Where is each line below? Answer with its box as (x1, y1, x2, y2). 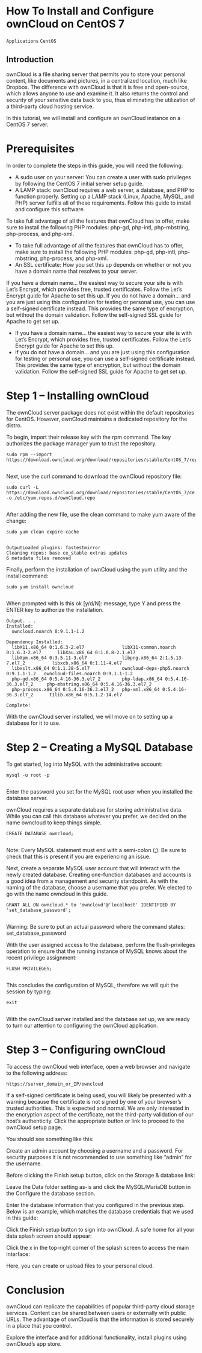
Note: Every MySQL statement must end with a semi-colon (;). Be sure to (6, 846, 187, 853)
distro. (6, 421, 22, 429)
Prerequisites (6, 142, 75, 155)
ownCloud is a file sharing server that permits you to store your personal (6, 71, 186, 78)
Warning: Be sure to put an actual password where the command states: (6, 923, 185, 930)
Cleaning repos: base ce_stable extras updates (6, 550, 128, 556)
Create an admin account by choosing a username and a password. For (6, 1147, 183, 1154)
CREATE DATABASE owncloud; (6, 830, 74, 836)
